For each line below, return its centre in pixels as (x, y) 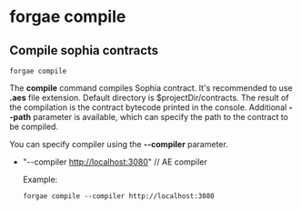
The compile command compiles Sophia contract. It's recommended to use (151, 88)
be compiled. (34, 126)
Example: (40, 180)
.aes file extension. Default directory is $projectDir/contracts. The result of (149, 98)
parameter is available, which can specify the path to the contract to (161, 117)
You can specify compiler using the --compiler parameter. (119, 144)
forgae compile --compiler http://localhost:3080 (119, 196)
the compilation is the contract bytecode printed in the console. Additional (148, 107)
